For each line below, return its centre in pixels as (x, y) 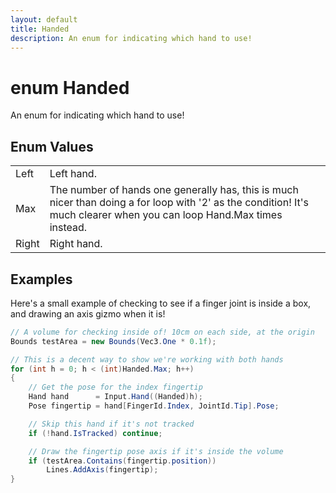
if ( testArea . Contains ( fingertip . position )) (122, 461)
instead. (68, 228)
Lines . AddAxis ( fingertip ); (102, 470)
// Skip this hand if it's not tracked (111, 424)
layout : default (44, 19)
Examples (41, 279)
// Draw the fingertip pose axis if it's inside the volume (156, 451)
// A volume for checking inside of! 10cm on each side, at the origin (162, 332)
